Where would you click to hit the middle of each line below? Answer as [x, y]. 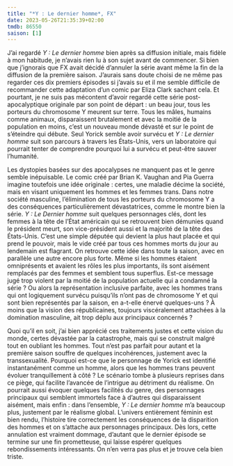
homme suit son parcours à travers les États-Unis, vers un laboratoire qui [112, 142]
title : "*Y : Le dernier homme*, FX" [62, 14]
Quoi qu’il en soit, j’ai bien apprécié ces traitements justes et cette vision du [115, 331]
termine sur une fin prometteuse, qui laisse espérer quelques [95, 442]
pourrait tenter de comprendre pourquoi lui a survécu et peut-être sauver [112, 149]
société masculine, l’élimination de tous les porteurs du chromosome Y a [111, 200]
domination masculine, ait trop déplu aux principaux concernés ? [100, 318]
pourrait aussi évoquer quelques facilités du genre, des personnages [106, 390]
